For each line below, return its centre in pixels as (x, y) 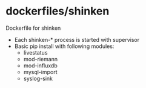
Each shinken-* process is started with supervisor (77, 39)
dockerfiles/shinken (58, 11)
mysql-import (41, 72)
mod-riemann (41, 59)
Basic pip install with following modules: (64, 46)
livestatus (35, 52)
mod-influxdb (41, 66)
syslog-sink (38, 78)
